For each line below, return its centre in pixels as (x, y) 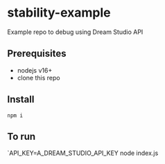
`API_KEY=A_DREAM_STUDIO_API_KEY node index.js (83, 153)
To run (21, 136)
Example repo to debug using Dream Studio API (75, 32)
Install (21, 99)
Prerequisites (37, 54)
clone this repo (38, 78)
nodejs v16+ (35, 70)
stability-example (59, 13)
